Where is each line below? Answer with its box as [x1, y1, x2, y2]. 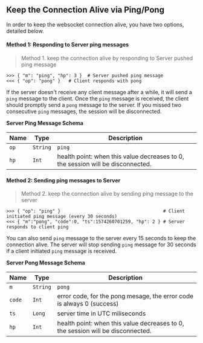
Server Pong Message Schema [6, 259, 86, 266]
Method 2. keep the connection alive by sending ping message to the [21, 190, 194, 197]
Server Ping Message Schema [6, 120, 83, 127]
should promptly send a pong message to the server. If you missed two [6, 101, 181, 109]
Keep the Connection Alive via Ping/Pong [6, 5, 165, 15]
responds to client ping [6, 224, 69, 230]
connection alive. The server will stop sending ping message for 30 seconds [6, 241, 196, 248]
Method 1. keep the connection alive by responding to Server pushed [21, 54, 193, 62]
